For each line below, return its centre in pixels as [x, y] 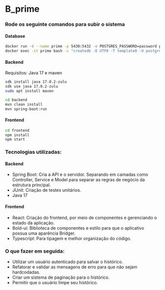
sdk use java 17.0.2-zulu [31, 87]
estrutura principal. [31, 185]
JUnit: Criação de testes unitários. [47, 190]
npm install [17, 135]
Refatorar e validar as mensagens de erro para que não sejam [75, 267]
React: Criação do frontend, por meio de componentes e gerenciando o [84, 217]
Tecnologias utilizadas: [33, 152]
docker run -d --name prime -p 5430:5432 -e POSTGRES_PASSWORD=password [81, 47]
